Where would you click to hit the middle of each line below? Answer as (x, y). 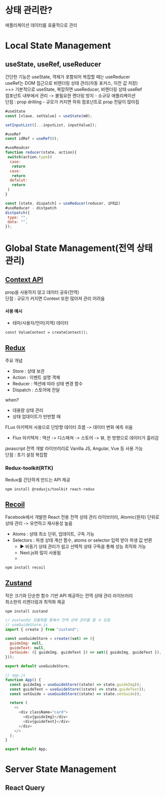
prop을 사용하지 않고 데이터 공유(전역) (42, 292)
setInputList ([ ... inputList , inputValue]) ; (51, 125)
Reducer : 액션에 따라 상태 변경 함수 (48, 384)
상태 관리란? (29, 10)
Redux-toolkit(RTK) (29, 468)
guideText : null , (28, 648)
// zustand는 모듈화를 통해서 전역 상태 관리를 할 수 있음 (58, 620)
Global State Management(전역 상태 (79, 248)
